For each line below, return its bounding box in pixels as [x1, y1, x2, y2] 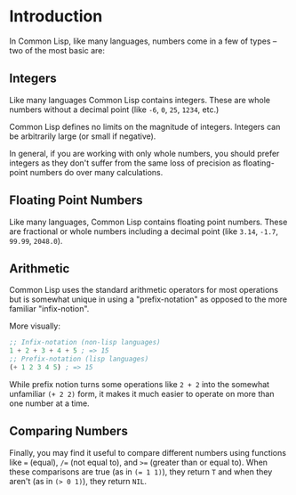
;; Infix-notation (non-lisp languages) [9, 338, 162, 347]
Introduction [9, 6, 103, 27]
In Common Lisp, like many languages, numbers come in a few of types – [9, 36, 277, 46]
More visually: [9, 321, 60, 331]
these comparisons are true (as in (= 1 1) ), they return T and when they [9, 466, 273, 477]
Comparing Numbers [9, 424, 129, 439]
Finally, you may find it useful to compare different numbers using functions [9, 447, 287, 458]
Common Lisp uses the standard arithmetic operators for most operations [9, 285, 278, 296]
